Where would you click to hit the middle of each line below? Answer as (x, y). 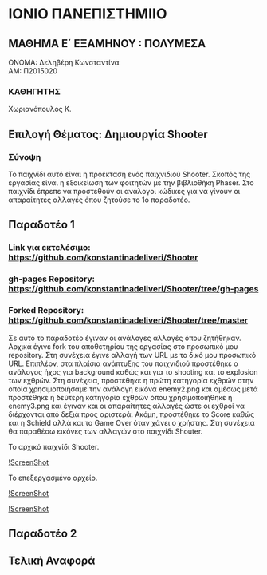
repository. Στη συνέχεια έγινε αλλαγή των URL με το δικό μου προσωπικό (132, 355)
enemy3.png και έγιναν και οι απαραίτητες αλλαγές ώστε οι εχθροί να (127, 406)
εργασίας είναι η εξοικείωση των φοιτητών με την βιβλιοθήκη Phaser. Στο (131, 182)
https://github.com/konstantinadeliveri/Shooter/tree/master (128, 320)
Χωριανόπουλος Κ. (40, 109)
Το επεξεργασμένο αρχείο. (53, 478)
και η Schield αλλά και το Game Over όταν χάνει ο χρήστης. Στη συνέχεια (132, 422)
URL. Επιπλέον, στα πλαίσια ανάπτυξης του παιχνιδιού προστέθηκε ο (123, 363)
